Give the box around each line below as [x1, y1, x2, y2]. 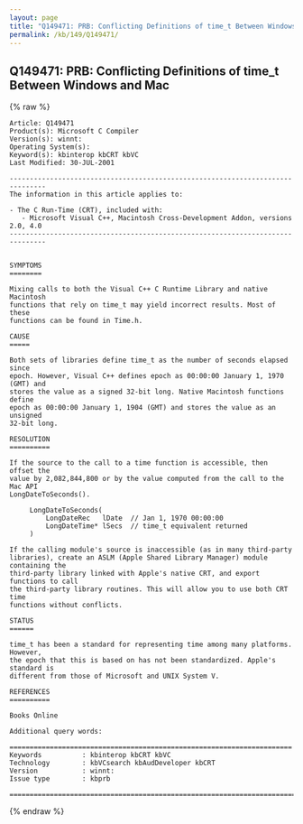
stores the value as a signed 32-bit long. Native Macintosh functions [9, 387, 284, 397]
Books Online [9, 711, 59, 720]
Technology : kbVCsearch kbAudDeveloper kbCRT [9, 759, 216, 768]
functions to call [9, 577, 78, 587]
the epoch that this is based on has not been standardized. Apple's [9, 656, 277, 665]
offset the [9, 467, 50, 476]
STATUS [9, 616, 34, 625]
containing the [9, 561, 67, 570]
